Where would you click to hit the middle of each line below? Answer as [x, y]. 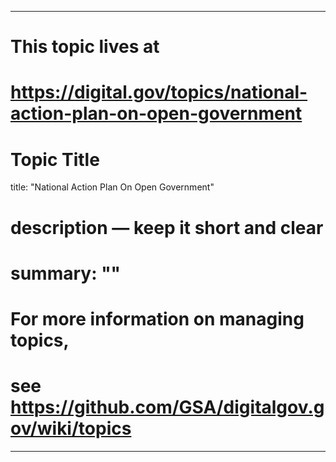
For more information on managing [157, 318]
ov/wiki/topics [71, 428]
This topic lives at [85, 47]
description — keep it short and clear [167, 227]
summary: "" [66, 273]
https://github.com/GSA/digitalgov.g [167, 407]
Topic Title [55, 159]
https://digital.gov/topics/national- [159, 92]
